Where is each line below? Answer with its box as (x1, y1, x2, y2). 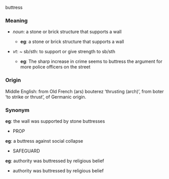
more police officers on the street (20, 64, 91, 70)
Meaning (5, 17, 28, 24)
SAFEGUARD (12, 148, 40, 154)
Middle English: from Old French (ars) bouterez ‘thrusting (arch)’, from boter (5, 88, 164, 94)
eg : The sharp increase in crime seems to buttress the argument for (20, 58, 163, 64)
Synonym (5, 106, 30, 114)
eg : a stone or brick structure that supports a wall (20, 38, 124, 45)
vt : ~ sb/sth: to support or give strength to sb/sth (12, 49, 116, 55)
